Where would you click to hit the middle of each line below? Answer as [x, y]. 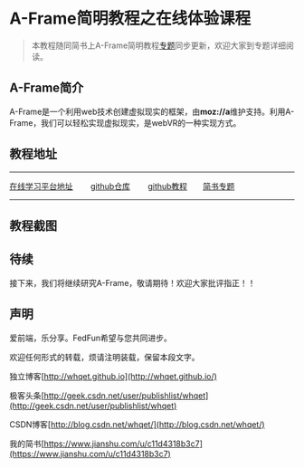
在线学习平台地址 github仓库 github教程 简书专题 [122, 186]
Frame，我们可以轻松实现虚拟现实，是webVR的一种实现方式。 [125, 122]
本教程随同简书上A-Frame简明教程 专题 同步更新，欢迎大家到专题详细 [159, 45]
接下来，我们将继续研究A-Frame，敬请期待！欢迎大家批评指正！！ [133, 282]
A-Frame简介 [47, 88]
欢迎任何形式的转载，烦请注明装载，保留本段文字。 [104, 357]
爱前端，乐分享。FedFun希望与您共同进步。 [90, 338]
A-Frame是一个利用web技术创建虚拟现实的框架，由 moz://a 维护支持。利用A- [152, 111]
